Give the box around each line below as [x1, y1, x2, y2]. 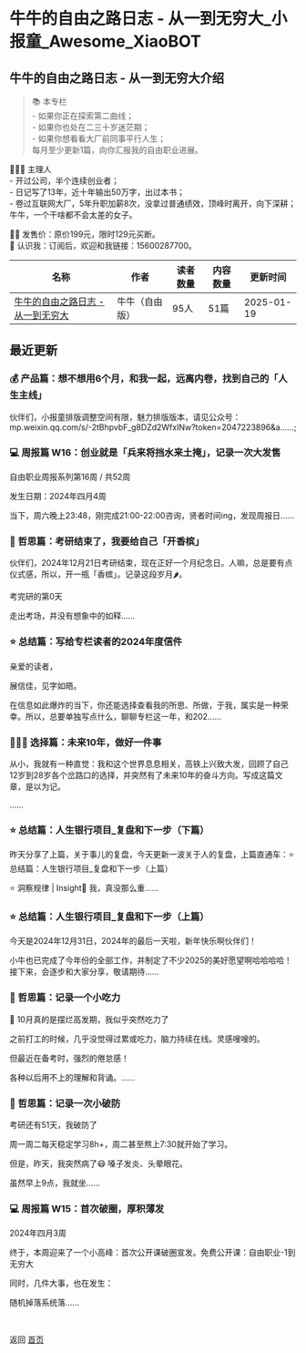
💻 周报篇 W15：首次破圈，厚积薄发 [9, 1202, 165, 1215]
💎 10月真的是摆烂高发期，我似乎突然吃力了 [9, 1013, 169, 1025]
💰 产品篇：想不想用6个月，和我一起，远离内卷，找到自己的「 [9, 373, 279, 385]
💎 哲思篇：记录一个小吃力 [9, 991, 121, 1004]
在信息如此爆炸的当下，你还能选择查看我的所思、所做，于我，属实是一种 [9, 699, 280, 711]
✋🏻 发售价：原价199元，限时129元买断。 [9, 229, 161, 240]
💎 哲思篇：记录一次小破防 [9, 1097, 121, 1110]
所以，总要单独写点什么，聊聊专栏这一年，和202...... [25, 711, 222, 722]
